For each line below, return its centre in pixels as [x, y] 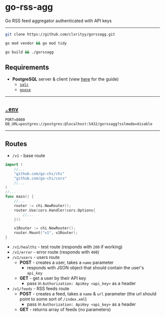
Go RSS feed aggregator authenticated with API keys [58, 21]
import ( [14, 165]
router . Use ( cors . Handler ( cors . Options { [55, 210]
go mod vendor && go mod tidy [36, 43]
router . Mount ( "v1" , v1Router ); [46, 233]
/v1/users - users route [36, 257]
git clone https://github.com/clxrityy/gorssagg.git [60, 34]
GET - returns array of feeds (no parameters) [65, 309]
